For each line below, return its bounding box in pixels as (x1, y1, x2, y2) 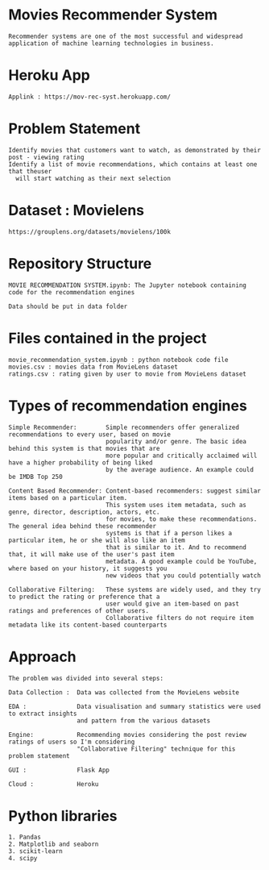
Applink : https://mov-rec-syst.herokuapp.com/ (8, 93, 172, 101)
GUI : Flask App (8, 766, 110, 774)
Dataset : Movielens (8, 202, 145, 219)
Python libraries (8, 806, 118, 825)
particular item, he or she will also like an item (8, 536, 185, 544)
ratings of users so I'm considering (8, 738, 135, 746)
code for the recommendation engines (8, 288, 135, 296)
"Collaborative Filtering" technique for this (77, 744, 236, 753)
